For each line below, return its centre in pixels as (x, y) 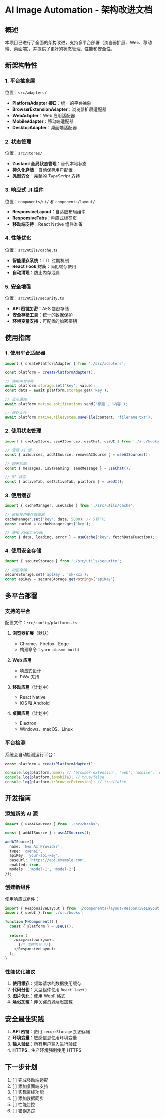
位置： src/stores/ (24, 153)
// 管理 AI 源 (18, 450)
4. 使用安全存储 (23, 551)
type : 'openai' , (26, 851)
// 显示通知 (16, 399)
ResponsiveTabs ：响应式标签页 (44, 218)
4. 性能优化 (18, 238)
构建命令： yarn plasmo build (49, 649)
